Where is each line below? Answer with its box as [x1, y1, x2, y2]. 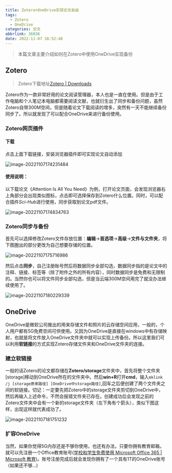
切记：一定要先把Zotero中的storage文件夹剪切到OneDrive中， [32, 387, 163, 393]
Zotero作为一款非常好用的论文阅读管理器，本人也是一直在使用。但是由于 [5, 91, 159, 98]
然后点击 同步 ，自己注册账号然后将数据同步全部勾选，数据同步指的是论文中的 [5, 263, 167, 269]
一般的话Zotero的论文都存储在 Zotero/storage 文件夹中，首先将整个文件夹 [5, 368, 161, 374]
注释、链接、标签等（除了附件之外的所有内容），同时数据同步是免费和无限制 [5, 269, 165, 276]
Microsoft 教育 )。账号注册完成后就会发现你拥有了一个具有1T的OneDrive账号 [5, 456, 166, 462]
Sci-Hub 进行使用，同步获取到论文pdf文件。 [18, 199, 111, 205]
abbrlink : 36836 [5, 31, 40, 37]
